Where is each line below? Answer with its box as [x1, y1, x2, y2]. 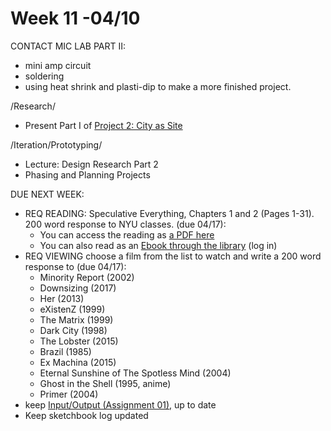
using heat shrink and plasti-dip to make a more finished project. [24, 80, 292, 92]
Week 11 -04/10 [10, 7, 141, 30]
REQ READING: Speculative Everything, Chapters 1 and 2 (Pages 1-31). [24, 207, 315, 219]
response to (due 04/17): [24, 260, 127, 272]
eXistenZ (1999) [39, 303, 106, 315]
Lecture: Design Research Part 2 [24, 158, 159, 170]
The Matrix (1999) [39, 313, 114, 326]
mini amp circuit [24, 59, 92, 71]
